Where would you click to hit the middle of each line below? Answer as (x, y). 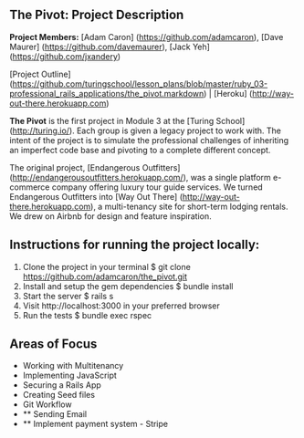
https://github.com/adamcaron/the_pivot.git (105, 276)
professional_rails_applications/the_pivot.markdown (107, 93)
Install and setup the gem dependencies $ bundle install (128, 286)
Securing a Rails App (62, 385)
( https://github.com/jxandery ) (65, 56)
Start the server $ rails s (68, 296)
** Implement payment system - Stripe (95, 424)
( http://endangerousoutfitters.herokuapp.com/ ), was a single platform (140, 177)
